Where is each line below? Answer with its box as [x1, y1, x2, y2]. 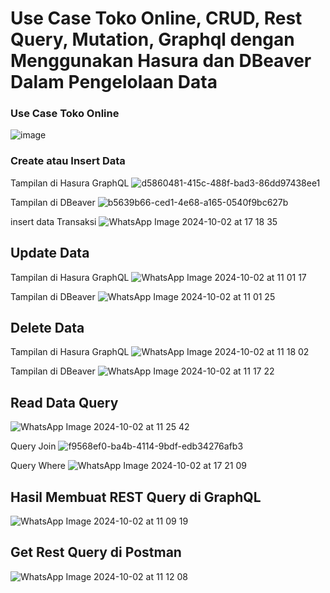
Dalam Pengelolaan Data [10, 71, 218, 94]
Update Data [10, 245, 90, 262]
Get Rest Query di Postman [10, 544, 182, 561]
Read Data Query [10, 394, 119, 411]
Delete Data [10, 319, 85, 336]
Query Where [10, 460, 66, 472]
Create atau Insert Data [10, 154, 126, 168]
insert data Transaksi [10, 215, 97, 227]
